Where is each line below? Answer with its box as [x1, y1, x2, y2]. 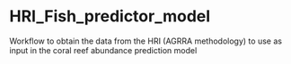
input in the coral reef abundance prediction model [9, 44, 198, 55]
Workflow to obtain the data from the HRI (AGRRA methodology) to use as [9, 36, 283, 46]
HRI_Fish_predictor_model [9, 6, 211, 27]
